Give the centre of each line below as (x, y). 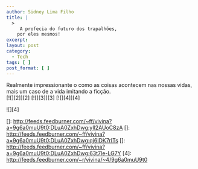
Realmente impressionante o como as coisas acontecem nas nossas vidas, (99, 85)
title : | (17, 18)
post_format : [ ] (28, 68)
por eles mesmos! (39, 34)
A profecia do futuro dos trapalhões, (69, 29)
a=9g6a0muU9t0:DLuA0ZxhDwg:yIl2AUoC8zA (65, 128)
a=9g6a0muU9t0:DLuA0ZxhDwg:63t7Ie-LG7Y (64, 153)
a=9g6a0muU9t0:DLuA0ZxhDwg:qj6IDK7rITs (62, 141)
